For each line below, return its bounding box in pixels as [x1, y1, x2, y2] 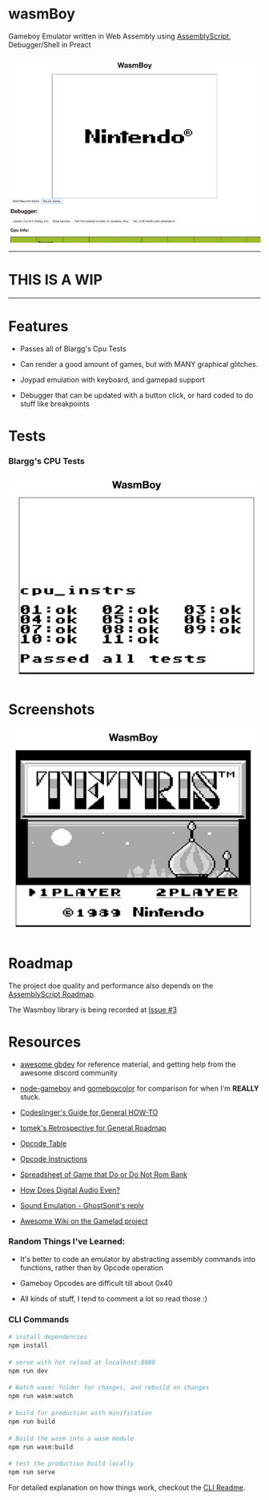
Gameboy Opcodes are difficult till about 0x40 [19, 1278, 173, 1288]
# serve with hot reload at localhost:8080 [8, 1358, 156, 1366]
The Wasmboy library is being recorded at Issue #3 [8, 1005, 178, 1014]
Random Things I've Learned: [8, 1236, 126, 1247]
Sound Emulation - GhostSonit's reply [19, 1200, 144, 1210]
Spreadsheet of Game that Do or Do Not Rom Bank [19, 1169, 188, 1179]
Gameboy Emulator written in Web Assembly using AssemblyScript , [8, 31, 231, 41]
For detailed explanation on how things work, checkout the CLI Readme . [8, 1483, 246, 1492]
